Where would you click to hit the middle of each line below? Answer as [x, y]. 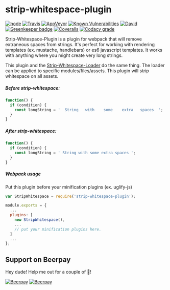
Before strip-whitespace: [33, 88]
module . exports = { [26, 205]
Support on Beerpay [38, 260]
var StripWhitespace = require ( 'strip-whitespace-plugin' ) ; [71, 196]
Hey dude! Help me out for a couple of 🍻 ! [48, 272]
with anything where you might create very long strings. [64, 55]
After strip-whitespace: [31, 131]
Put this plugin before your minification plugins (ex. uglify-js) [69, 187]
